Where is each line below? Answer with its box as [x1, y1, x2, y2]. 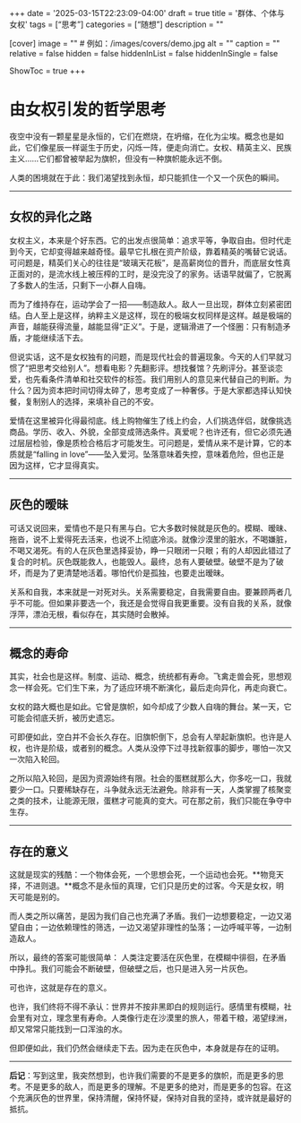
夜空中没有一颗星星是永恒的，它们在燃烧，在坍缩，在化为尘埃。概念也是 [9, 131, 276, 141]
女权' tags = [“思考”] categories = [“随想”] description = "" [9, 19, 224, 30]
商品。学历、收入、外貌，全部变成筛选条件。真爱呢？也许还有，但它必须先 [9, 426, 284, 437]
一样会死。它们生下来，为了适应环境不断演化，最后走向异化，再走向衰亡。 [16, 682, 292, 693]
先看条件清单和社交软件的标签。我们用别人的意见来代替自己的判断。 [32, 373, 284, 384]
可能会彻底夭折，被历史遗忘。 [9, 713, 119, 724]
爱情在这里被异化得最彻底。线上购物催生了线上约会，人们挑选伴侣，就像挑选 [9, 415, 292, 425]
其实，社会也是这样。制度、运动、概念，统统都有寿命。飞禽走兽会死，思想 [9, 671, 284, 682]
